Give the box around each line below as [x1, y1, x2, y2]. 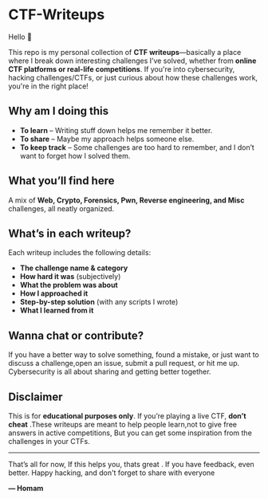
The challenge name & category [19, 263, 128, 273]
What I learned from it [19, 305, 94, 316]
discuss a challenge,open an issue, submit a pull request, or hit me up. [8, 359, 240, 368]
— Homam [8, 484, 44, 493]
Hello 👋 [8, 32, 32, 41]
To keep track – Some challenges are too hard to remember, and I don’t [19, 142, 255, 152]
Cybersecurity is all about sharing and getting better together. [8, 367, 211, 376]
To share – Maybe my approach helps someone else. [19, 134, 195, 143]
